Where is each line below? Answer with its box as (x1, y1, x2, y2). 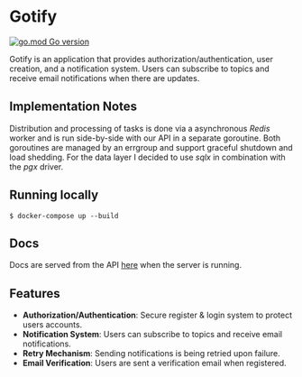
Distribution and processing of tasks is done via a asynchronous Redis (9, 123, 270, 133)
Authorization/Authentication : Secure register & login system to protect (22, 309, 293, 321)
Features (9, 286, 60, 301)
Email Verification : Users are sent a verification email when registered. (22, 358, 287, 369)
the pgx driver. (9, 161, 64, 172)
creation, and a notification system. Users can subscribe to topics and (9, 63, 270, 74)
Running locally (9, 188, 99, 203)
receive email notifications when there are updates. (9, 72, 200, 83)
